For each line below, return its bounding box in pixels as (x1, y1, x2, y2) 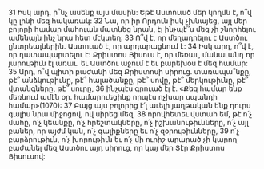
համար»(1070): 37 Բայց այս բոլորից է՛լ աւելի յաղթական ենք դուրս (8, 100, 251, 110)
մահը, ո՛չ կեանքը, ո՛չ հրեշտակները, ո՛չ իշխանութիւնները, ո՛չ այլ (8, 118, 250, 127)
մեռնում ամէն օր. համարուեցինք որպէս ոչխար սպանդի (8, 92, 218, 101)
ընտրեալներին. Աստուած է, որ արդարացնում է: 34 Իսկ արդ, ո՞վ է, (8, 41, 254, 51)
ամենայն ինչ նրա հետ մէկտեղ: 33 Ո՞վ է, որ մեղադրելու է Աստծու (8, 33, 248, 42)
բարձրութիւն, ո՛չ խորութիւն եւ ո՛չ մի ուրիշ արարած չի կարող (8, 135, 238, 143)
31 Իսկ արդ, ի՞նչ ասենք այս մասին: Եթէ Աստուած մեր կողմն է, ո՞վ (8, 8, 252, 17)
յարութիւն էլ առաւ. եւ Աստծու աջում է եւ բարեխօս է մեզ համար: (8, 58, 248, 68)
